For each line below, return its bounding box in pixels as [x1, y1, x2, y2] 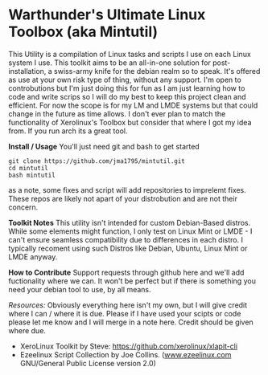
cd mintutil [8, 164, 48, 172]
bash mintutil [8, 171, 56, 179]
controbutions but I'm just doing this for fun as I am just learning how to [8, 83, 245, 93]
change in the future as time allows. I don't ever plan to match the [8, 108, 226, 118]
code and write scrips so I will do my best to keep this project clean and [8, 92, 247, 101]
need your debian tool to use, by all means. [8, 284, 151, 294]
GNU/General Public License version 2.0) [19, 358, 157, 368]
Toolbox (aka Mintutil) [8, 22, 159, 41]
